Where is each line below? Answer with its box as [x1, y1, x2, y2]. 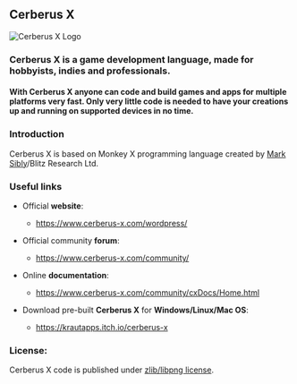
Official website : [21, 201, 84, 211]
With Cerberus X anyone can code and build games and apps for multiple [9, 87, 287, 98]
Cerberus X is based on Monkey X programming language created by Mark [9, 148, 286, 159]
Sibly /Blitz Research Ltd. [9, 158, 99, 168]
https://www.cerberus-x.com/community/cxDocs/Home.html [35, 286, 260, 298]
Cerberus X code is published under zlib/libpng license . [9, 364, 215, 375]
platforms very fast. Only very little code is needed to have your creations [9, 96, 289, 107]
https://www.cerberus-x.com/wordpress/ [35, 218, 188, 228]
